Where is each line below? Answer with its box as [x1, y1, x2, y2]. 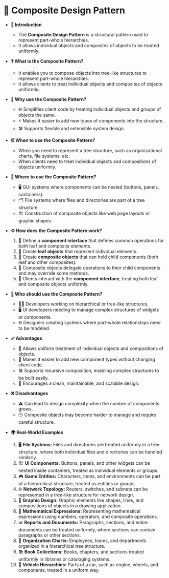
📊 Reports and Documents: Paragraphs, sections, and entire [18, 519, 148, 525]
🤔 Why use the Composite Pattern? [10, 96, 86, 102]
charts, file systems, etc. [18, 153, 70, 159]
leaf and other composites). [18, 259, 77, 265]
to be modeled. [18, 325, 51, 331]
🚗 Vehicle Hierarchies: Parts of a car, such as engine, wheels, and [18, 561, 159, 568]
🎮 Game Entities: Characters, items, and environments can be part [18, 473, 160, 479]
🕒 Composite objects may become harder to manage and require [18, 411, 156, 418]
